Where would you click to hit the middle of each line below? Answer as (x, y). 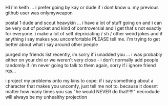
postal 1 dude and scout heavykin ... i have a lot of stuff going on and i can (84, 23)
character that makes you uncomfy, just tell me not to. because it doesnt (82, 86)
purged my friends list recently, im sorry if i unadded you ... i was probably (84, 54)
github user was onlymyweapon (39, 13)
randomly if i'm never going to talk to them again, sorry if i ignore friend (81, 65)
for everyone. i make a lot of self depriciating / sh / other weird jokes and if (84, 34)
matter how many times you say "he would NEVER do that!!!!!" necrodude (83, 91)
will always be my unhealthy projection (46, 97)
